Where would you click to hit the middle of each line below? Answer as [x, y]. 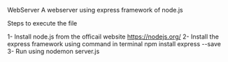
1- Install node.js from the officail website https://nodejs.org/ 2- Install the [113, 37]
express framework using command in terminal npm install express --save [114, 44]
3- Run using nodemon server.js [54, 51]
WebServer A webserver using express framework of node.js [95, 10]
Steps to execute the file [42, 23]
